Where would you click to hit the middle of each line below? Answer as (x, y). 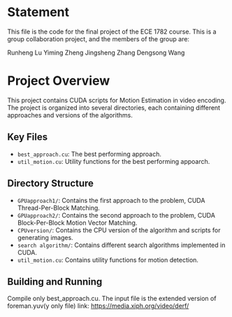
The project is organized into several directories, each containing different (114, 107)
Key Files (27, 137)
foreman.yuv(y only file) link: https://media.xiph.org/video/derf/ (98, 306)
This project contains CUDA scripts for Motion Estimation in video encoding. (117, 100)
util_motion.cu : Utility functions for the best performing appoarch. (114, 161)
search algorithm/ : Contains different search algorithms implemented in (121, 245)
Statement (38, 12)
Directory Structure (51, 184)
